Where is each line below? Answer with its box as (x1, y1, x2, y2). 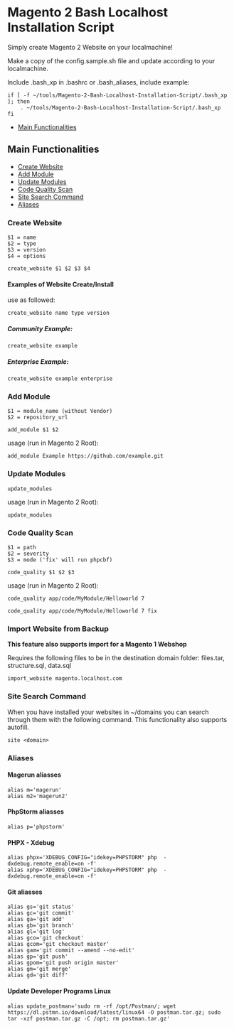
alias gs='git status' (7, 903, 75, 910)
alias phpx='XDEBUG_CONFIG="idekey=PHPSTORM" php (7, 854, 158, 861)
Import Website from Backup (7, 624, 109, 633)
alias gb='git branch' (7, 922, 75, 930)
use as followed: (7, 296, 55, 304)
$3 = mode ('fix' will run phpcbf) (7, 556, 113, 564)
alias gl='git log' (7, 928, 65, 935)
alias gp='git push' (7, 953, 69, 960)
